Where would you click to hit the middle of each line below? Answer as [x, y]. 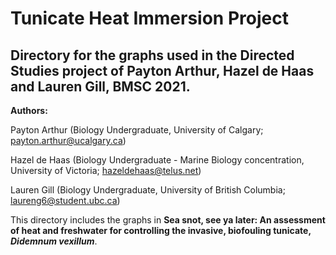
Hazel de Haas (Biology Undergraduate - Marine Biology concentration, [157, 160]
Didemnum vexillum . [54, 241]
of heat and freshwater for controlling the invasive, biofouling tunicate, [161, 230]
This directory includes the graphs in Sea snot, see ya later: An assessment [168, 220]
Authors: [29, 110]
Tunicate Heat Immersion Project [149, 18]
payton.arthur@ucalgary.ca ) [68, 140]
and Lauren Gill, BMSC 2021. [100, 86]
